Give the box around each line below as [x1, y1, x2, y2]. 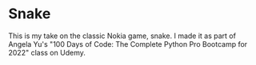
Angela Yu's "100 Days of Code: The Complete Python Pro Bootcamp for [8, 39, 248, 48]
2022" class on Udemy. [8, 48, 86, 57]
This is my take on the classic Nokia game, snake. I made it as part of [8, 31, 236, 40]
